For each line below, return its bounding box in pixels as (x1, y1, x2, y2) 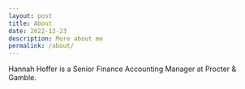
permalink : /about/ (8, 42, 75, 50)
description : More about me (8, 34, 104, 43)
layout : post (8, 11, 53, 20)
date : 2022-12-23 (8, 27, 67, 35)
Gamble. (8, 73, 37, 83)
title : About (8, 19, 53, 28)
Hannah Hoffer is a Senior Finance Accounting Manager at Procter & (8, 64, 237, 74)
